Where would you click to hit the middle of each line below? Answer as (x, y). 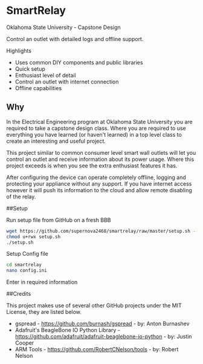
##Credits (19, 294)
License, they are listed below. (44, 312)
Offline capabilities (38, 88)
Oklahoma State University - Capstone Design (63, 27)
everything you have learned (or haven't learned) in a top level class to (94, 134)
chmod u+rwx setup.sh (34, 236)
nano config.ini (27, 271)
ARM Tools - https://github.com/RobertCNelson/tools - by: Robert (97, 349)
